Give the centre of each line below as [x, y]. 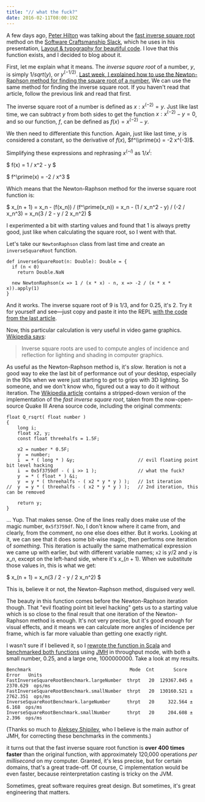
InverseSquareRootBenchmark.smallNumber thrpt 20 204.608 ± [99, 712]
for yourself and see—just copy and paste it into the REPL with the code [97, 311]
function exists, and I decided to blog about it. [64, 55]
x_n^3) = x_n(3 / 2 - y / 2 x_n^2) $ [49, 213]
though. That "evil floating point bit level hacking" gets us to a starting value [102, 607]
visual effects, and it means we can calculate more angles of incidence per [101, 627]
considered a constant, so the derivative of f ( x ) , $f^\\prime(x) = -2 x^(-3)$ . [100, 140]
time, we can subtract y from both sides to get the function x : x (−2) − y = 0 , [102, 113]
